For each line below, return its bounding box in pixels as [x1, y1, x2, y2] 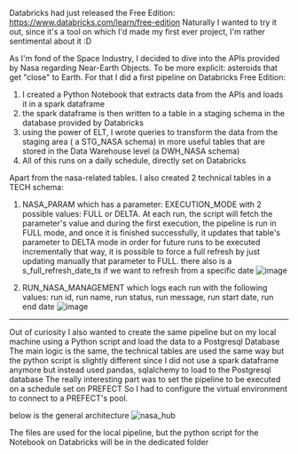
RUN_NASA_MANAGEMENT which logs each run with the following [21, 283, 268, 292]
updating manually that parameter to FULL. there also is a [21, 256, 232, 266]
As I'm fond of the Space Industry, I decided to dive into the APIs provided [9, 53, 280, 63]
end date [21, 301, 55, 312]
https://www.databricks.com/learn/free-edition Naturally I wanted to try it [9, 17, 278, 28]
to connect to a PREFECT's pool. [9, 393, 129, 403]
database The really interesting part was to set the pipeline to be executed [9, 374, 281, 385]
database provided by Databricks [21, 117, 145, 128]
